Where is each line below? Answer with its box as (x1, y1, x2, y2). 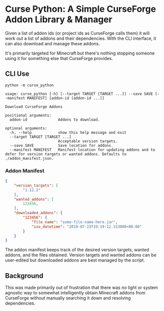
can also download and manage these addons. (5, 40, 100, 46)
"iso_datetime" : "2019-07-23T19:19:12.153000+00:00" (31, 224, 142, 229)
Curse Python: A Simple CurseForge (5, 3, 156, 15)
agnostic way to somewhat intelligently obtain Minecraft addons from (5, 290, 146, 296)
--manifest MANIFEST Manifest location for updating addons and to (9, 147, 155, 152)
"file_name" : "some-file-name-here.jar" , (31, 219, 118, 224)
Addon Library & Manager (5, 14, 112, 25)
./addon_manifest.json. (5, 156, 54, 161)
